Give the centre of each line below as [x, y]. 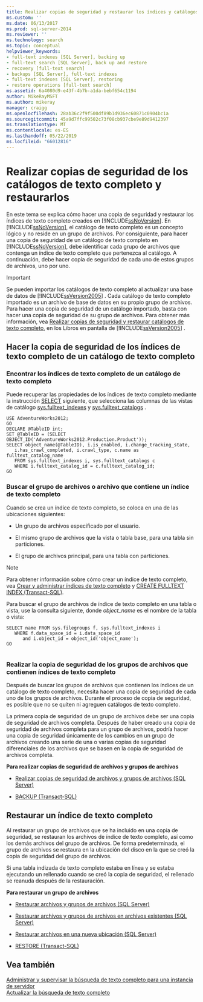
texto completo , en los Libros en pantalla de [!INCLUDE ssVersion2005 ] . [96, 328]
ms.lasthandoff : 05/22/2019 [42, 136]
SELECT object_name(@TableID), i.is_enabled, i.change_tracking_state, [98, 445]
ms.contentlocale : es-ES [37, 130]
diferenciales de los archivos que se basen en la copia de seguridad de [95, 748]
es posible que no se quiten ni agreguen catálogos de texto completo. [93, 704]
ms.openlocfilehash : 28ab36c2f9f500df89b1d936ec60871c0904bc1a [88, 113]
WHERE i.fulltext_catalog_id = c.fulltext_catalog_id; [85, 466]
